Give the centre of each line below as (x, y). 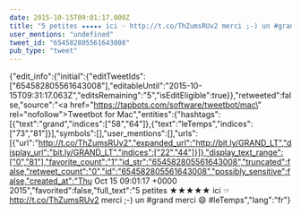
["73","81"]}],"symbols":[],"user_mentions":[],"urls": (104, 133)
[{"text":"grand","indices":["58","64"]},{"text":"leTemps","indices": (131, 124)
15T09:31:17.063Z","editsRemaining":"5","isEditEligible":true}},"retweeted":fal (150, 96)
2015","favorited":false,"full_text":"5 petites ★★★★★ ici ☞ (120, 191)
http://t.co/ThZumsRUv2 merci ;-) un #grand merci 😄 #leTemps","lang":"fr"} (150, 200)
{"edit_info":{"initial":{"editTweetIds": (77, 76)
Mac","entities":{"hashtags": (169, 115)
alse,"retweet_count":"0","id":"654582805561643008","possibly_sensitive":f (150, 172)
